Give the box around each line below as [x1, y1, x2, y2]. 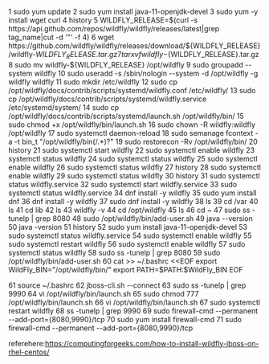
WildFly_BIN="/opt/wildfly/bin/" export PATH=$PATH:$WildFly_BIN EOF [8, 264, 243, 274]
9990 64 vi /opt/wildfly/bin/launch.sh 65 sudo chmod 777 [8, 288, 199, 298]
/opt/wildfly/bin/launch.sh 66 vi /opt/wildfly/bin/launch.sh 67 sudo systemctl [8, 297, 261, 307]
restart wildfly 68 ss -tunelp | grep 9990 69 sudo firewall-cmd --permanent [8, 305, 259, 316]
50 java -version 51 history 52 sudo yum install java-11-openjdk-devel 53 [8, 222, 248, 231]
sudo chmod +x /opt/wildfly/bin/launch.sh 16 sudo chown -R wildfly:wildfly [8, 120, 255, 129]
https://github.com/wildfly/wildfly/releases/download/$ [8, 41, 190, 51]
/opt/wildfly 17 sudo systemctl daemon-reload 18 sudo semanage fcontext [8, 128, 254, 137]
